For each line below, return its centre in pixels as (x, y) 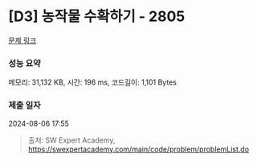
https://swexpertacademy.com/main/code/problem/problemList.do (139, 149)
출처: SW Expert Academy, (71, 140)
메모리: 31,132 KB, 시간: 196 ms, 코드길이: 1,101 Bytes (92, 82)
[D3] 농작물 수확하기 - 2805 (97, 17)
